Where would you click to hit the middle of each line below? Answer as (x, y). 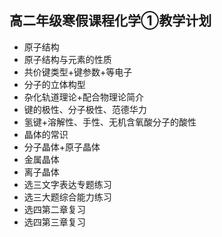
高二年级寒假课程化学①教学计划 (110, 21)
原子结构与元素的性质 (67, 59)
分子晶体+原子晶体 (62, 147)
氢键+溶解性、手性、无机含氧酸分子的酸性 (110, 122)
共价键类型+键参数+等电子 (78, 72)
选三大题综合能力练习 (67, 197)
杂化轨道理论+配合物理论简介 (84, 97)
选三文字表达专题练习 (67, 184)
